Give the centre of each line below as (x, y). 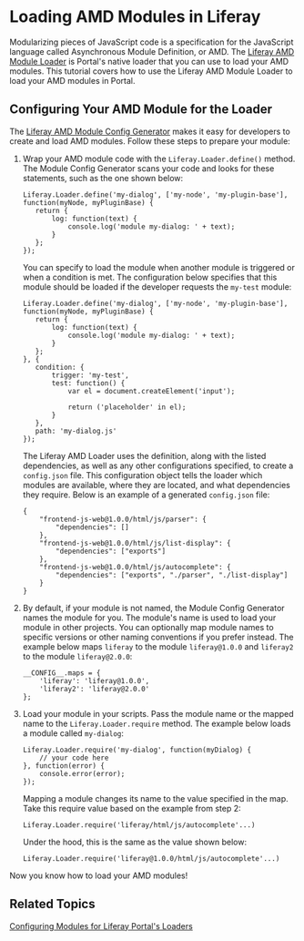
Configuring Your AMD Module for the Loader (141, 110)
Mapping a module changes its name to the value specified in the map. (155, 798)
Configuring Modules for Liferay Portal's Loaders (101, 926)
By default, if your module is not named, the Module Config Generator (153, 608)
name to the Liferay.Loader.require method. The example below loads (157, 723)
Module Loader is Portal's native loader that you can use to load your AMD (149, 61)
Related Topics (52, 904)
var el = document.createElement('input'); (152, 391)
